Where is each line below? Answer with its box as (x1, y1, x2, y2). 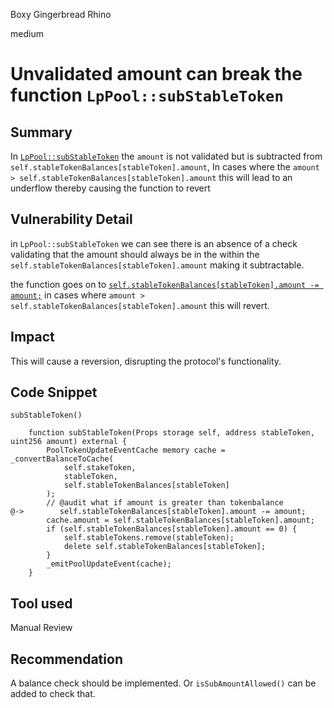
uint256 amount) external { (10, 437, 128, 447)
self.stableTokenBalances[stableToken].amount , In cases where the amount (10, 161, 320, 173)
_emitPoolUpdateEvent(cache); (46, 559, 172, 569)
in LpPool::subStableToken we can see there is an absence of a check (10, 237, 298, 249)
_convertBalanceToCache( (10, 454, 114, 464)
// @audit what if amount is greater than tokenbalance (46, 498, 284, 508)
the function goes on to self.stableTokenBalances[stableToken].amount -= (10, 278, 320, 290)
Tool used (10, 595, 73, 612)
